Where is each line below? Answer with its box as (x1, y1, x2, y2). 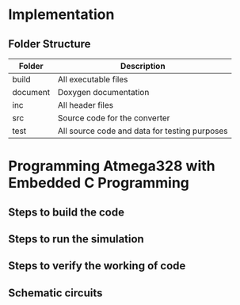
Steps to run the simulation (8, 232, 144, 246)
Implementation (8, 6, 115, 24)
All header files (58, 100, 113, 110)
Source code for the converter (58, 112, 170, 124)
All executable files (58, 74, 128, 85)
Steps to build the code (8, 205, 125, 219)
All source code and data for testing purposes (58, 125, 228, 136)
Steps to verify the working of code (8, 259, 186, 273)
